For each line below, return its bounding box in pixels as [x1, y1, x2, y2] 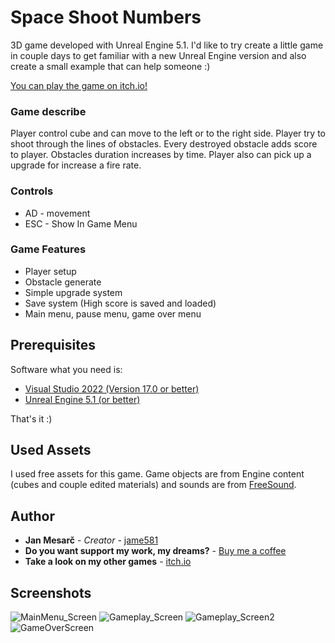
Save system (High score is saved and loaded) [24, 297, 217, 309]
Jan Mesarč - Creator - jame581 [24, 534, 159, 546]
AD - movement [24, 207, 91, 219]
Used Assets [10, 442, 92, 459]
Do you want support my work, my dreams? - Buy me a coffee [24, 545, 287, 557]
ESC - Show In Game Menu [24, 217, 138, 230]
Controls [10, 184, 54, 198]
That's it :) [10, 412, 53, 425]
